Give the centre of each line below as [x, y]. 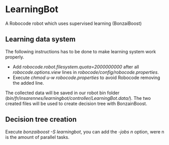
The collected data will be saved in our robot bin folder [62, 93]
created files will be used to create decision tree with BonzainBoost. [76, 103]
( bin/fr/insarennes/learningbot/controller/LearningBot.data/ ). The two [78, 98]
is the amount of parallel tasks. [37, 137]
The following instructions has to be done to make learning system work [81, 51]
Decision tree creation [41, 119]
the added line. [28, 83]
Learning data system [41, 39]
